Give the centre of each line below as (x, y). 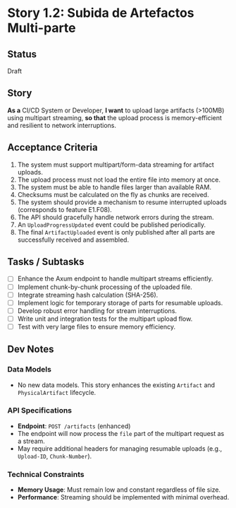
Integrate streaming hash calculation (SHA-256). (88, 295)
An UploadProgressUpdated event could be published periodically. (112, 225)
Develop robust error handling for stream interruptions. (97, 311)
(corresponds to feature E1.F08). (65, 209)
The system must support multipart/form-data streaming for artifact (116, 165)
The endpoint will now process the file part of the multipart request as (121, 433)
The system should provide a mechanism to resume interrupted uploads (122, 202)
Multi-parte (42, 28)
